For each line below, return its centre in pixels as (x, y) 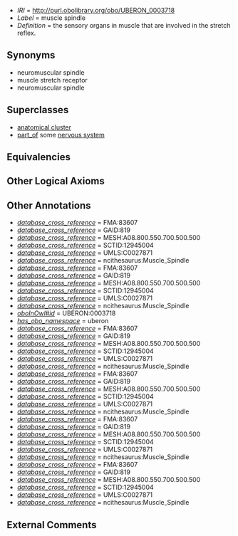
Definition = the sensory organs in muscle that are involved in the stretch (124, 25)
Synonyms (31, 55)
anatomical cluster (44, 127)
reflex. (26, 33)
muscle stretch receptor (52, 80)
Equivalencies (38, 157)
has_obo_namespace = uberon (63, 321)
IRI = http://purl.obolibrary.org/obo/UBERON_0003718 (96, 10)
